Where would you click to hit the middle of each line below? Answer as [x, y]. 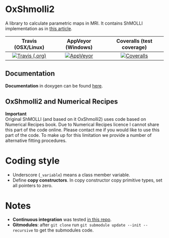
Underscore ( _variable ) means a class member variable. [71, 175]
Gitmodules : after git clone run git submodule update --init [77, 225]
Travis [29, 41]
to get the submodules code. [64, 230]
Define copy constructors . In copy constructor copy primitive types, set [87, 180]
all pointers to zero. [32, 185]
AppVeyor [79, 41]
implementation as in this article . [39, 28]
